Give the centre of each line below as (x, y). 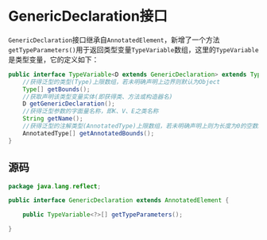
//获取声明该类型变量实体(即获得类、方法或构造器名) (98, 97)
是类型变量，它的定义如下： (54, 59)
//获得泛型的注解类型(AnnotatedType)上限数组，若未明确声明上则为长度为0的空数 (140, 126)
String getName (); (53, 119)
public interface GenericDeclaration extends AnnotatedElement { (118, 200)
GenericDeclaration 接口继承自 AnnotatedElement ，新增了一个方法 (114, 40)
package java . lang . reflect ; (55, 186)
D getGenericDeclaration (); (69, 104)
